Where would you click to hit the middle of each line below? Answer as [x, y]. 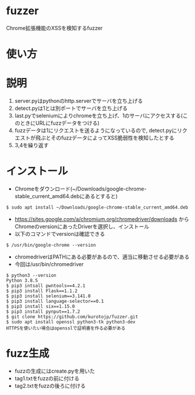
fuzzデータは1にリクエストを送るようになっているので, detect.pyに [96, 131]
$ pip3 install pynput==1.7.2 [43, 312]
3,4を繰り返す [32, 145]
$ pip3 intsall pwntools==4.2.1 [46, 286]
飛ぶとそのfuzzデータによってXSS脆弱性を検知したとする [105, 138]
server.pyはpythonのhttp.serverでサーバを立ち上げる [79, 101]
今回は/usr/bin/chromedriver [49, 264]
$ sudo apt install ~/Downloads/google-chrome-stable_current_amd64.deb [97, 208]
